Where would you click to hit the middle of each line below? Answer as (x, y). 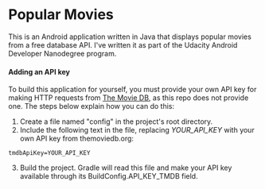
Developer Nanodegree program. (62, 53)
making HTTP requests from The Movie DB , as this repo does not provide (129, 98)
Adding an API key (39, 71)
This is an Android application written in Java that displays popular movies (130, 37)
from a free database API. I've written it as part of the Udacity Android (123, 44)
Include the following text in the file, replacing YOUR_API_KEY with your (137, 130)
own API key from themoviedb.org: (76, 139)
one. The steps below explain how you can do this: (92, 106)
